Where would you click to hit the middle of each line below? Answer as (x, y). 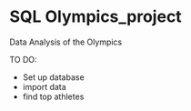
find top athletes (53, 96)
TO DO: (24, 59)
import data (44, 86)
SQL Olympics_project (95, 17)
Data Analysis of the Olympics (66, 42)
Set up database (53, 77)
